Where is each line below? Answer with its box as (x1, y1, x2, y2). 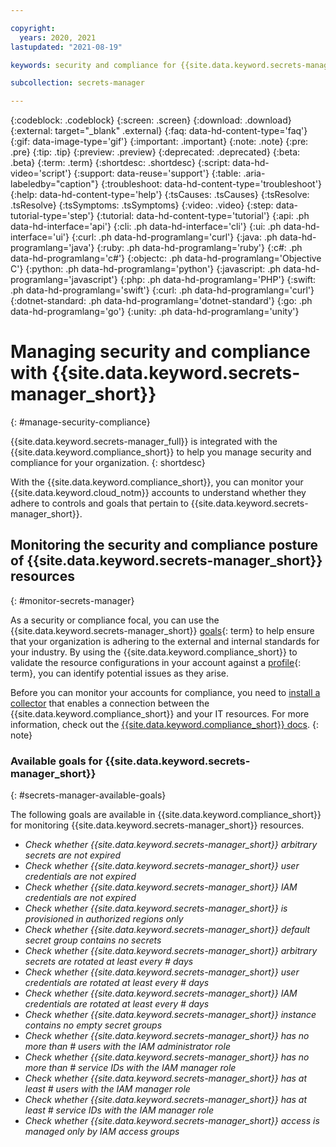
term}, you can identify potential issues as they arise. (10, 667, 229, 679)
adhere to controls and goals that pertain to (10, 497, 189, 510)
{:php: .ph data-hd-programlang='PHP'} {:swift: (119, 274, 317, 286)
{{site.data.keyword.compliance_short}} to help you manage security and (10, 446, 312, 458)
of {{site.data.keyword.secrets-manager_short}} (10, 552, 323, 570)
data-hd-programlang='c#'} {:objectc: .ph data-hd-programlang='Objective (10, 252, 322, 265)
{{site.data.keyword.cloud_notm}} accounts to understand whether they (10, 487, 307, 499)
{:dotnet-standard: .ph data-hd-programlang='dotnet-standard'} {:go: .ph (10, 295, 313, 307)
